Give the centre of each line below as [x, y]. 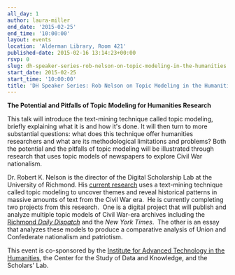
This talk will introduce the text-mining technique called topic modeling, [110, 119]
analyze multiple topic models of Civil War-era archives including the [106, 215]
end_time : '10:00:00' [39, 33]
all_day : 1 [23, 14]
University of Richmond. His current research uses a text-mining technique [115, 185]
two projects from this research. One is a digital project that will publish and [117, 207]
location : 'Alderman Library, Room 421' [67, 46]
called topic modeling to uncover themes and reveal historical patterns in [112, 192]
